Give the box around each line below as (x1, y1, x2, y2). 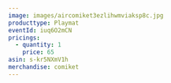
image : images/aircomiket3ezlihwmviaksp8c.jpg (8, 11, 164, 20)
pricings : (8, 33, 41, 42)
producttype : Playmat (8, 19, 80, 27)
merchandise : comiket (8, 63, 80, 71)
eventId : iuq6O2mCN (8, 26, 72, 34)
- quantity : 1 (15, 41, 61, 49)
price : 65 (22, 48, 55, 56)
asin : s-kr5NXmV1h (8, 56, 69, 64)
